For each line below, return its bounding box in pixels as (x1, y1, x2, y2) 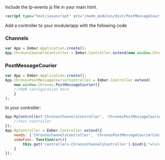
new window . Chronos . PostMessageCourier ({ (14, 82, 100, 87)
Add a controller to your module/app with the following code (5, 22, 127, 28)
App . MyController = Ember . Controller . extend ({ (5, 128, 102, 133)
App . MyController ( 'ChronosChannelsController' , (5, 114, 105, 119)
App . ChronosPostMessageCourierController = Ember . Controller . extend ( (5, 78, 151, 83)
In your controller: (5, 105, 41, 111)
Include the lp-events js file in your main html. (5, 4, 97, 10)
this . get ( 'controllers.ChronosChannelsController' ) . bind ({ (23, 142, 146, 147)
